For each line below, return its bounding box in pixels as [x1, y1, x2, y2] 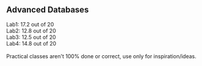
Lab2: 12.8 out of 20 [6, 27, 56, 34]
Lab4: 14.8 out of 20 [6, 40, 57, 47]
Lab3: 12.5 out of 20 [6, 33, 56, 41]
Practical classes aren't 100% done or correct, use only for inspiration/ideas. [6, 52, 197, 59]
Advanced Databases [6, 5, 89, 15]
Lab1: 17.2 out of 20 [6, 20, 54, 28]
